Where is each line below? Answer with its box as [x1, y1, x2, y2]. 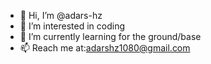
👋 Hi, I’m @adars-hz [19, 10, 103, 21]
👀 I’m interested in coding [19, 20, 126, 32]
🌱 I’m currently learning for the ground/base [19, 31, 202, 42]
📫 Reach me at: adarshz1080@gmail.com [19, 42, 191, 54]
